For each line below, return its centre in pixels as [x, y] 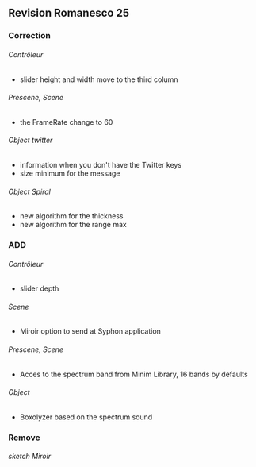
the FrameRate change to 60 [66, 122]
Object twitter [31, 140]
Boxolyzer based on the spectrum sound [86, 417]
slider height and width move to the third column [99, 79]
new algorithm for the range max [73, 225]
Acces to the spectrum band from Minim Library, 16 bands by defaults [134, 374]
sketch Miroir [30, 457]
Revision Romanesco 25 [69, 13]
